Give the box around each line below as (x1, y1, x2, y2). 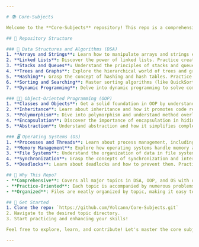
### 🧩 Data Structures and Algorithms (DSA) (6, 46, 118, 52)
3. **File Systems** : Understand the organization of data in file (6, 150, 176, 156)
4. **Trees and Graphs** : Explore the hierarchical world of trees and (6, 68, 187, 74)
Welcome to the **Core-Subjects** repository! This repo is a (6, 24, 163, 30)
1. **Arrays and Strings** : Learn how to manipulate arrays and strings (6, 52, 190, 58)
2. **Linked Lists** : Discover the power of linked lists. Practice (6, 57, 179, 63)
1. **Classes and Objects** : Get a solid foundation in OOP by (6, 101, 166, 107)
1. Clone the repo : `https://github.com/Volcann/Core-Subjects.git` (6, 205, 179, 211)
